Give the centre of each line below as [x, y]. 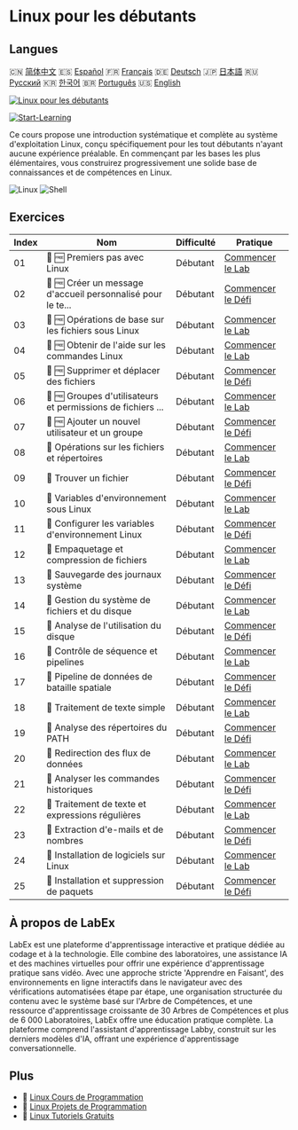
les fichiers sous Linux [93, 330]
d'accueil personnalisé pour [104, 294]
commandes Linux [85, 356]
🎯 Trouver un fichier [88, 478]
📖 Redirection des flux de [98, 753]
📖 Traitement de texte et [96, 804]
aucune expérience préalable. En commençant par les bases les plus [135, 153]
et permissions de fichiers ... [105, 407]
